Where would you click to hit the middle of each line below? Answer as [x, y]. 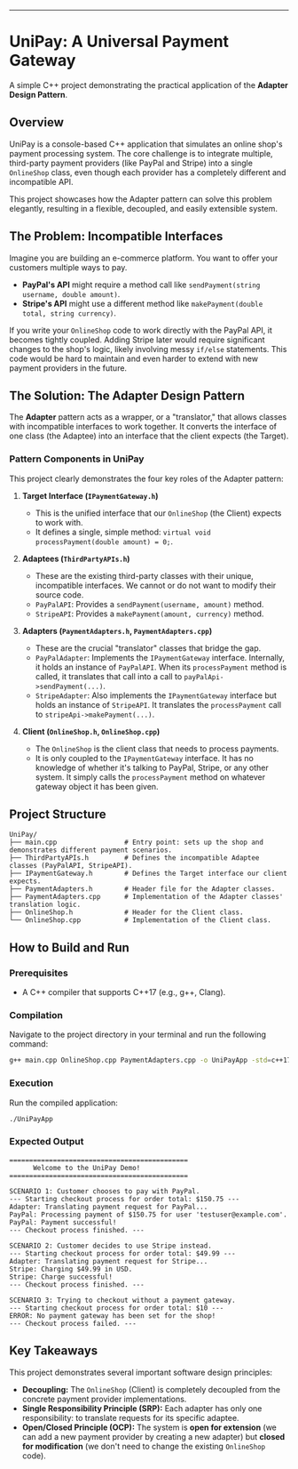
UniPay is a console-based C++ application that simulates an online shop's [146, 144]
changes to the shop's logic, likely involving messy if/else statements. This [148, 349]
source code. [59, 594]
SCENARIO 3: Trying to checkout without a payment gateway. [123, 1300]
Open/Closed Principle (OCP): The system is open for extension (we [149, 1427]
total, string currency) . [69, 313]
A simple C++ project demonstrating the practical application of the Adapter [149, 84]
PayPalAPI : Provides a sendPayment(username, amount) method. [149, 604]
